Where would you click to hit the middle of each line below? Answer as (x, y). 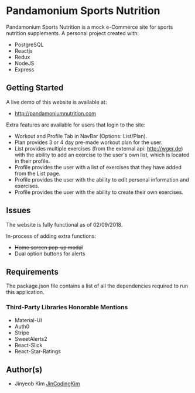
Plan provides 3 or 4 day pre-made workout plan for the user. (88, 142)
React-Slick (28, 345)
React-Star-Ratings (38, 351)
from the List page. (37, 173)
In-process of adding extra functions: (51, 236)
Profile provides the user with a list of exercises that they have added (98, 167)
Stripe (22, 333)
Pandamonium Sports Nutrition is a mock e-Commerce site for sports (90, 27)
